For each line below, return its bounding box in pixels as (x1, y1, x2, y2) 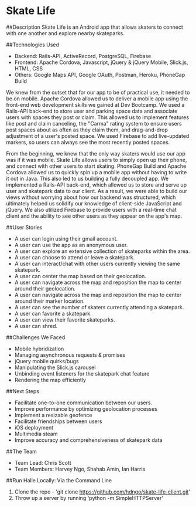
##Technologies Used (6, 41, 60, 48)
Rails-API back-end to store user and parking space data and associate (6, 107, 178, 114)
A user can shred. (14, 322, 58, 329)
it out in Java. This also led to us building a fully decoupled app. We (6, 175, 169, 182)
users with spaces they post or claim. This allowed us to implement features (6, 113, 189, 121)
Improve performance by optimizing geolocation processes (14, 405, 158, 412)
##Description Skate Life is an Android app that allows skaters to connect (6, 23, 183, 31)
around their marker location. (14, 298, 85, 305)
